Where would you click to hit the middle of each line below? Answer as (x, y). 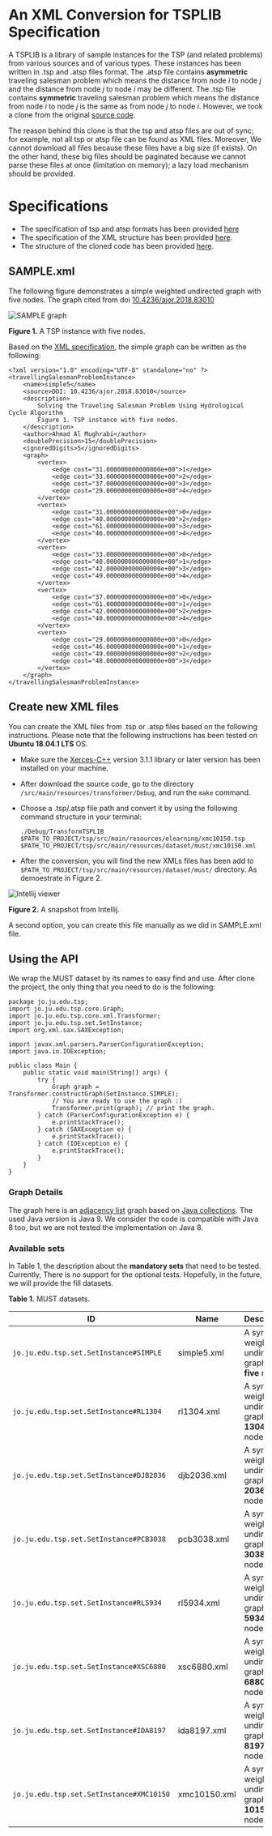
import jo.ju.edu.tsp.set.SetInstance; (76, 1023)
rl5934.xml (199, 1603)
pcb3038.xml (204, 1539)
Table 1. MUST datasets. (49, 1299)
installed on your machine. (64, 768)
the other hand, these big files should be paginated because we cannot (127, 156)
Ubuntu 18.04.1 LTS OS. (48, 744)
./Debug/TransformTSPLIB (62, 831)
